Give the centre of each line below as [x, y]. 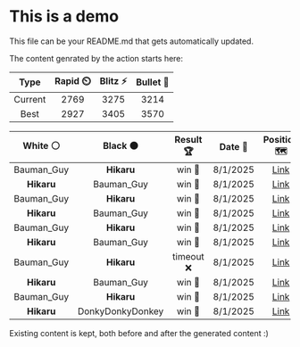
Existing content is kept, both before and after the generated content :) [139, 333]
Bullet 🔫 [152, 82]
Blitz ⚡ [113, 80]
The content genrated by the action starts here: [96, 58]
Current [30, 99]
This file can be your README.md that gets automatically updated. [132, 41]
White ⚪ [41, 145]
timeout [189, 256]
